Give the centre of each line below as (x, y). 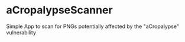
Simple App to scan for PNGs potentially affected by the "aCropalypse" (92, 26)
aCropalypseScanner (60, 10)
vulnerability (21, 32)
